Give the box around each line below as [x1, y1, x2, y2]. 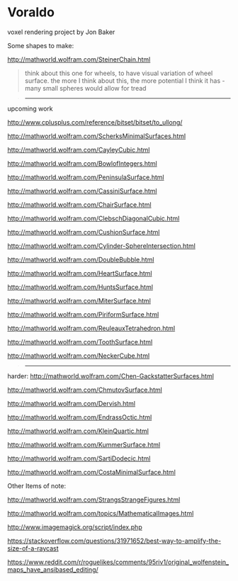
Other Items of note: [7, 481, 66, 490]
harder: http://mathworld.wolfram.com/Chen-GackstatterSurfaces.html [7, 371, 215, 380]
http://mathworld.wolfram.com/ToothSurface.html [7, 337, 153, 346]
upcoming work [7, 104, 53, 113]
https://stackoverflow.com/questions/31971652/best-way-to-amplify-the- [7, 536, 222, 545]
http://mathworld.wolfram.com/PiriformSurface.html [7, 310, 159, 319]
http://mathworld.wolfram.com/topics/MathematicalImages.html [7, 509, 194, 517]
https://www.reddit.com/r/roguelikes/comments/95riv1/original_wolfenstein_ [7, 558, 229, 566]
